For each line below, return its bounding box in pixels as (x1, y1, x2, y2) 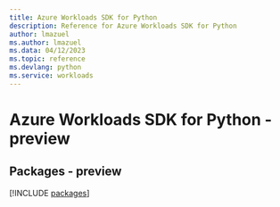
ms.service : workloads (9, 71, 94, 80)
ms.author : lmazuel (9, 37, 82, 47)
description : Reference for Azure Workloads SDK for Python (9, 21, 238, 30)
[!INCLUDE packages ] (9, 187, 90, 198)
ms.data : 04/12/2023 (9, 46, 86, 55)
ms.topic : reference (9, 54, 86, 63)
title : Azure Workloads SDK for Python (9, 12, 158, 22)
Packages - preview (9, 164, 122, 179)
